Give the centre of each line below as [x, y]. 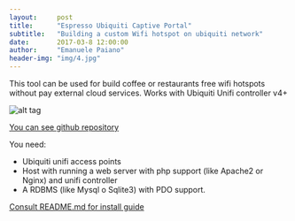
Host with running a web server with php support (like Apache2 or [143, 171]
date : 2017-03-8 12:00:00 [69, 42]
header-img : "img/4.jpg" [55, 58]
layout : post [41, 17]
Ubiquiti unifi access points [71, 161]
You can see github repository [64, 127]
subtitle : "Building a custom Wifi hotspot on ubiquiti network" [136, 34]
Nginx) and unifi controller [70, 180]
